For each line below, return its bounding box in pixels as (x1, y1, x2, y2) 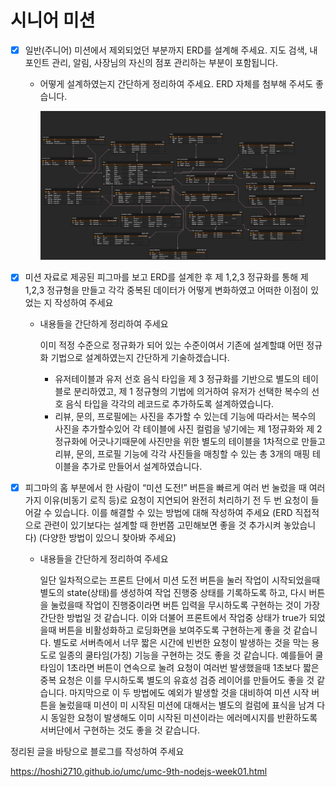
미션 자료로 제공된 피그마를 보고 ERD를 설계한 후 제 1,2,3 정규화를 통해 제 (24, 271, 309, 283)
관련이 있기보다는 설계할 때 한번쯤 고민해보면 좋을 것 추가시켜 (43, 519, 282, 531)
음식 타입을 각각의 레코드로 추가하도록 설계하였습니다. (65, 397, 275, 410)
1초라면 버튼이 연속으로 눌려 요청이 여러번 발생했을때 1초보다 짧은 (66, 661, 320, 673)
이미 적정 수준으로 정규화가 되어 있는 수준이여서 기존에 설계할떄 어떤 (39, 339, 305, 351)
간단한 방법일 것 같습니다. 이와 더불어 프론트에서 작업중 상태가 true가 (39, 611, 307, 623)
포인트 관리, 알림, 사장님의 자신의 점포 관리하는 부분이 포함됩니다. (24, 57, 279, 68)
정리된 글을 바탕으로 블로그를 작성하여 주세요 (10, 745, 185, 757)
